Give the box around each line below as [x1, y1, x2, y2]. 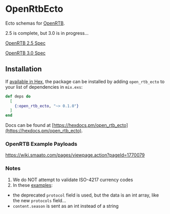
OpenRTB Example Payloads [5, 141, 78, 148]
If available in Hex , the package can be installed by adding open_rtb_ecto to [5, 78, 165, 85]
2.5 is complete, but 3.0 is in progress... [5, 30, 89, 36]
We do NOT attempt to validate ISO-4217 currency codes [12, 177, 133, 183]
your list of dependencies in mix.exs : [5, 84, 83, 90]
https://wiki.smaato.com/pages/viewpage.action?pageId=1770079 [5, 152, 145, 158]
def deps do [5, 93, 31, 99]
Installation [5, 65, 42, 73]
